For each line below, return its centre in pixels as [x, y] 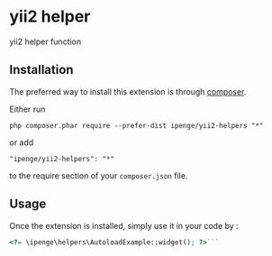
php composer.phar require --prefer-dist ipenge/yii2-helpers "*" [136, 125]
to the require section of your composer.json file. [99, 175]
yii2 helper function [45, 41]
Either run [27, 109]
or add [22, 142]
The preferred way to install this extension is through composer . [128, 91]
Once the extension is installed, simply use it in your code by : [124, 225]
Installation [41, 70]
